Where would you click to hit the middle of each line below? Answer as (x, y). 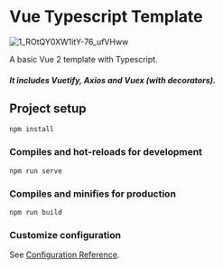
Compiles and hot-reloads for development (106, 152)
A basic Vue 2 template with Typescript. (84, 59)
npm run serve (36, 171)
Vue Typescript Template (106, 17)
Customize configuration (65, 235)
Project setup (48, 108)
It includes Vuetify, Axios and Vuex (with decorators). (113, 80)
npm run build (36, 212)
